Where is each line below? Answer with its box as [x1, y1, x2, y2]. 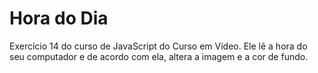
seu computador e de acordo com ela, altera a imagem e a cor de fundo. [9, 50, 309, 62]
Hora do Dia [9, 7, 109, 30]
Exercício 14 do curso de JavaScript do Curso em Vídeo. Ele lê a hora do [9, 40, 308, 52]
